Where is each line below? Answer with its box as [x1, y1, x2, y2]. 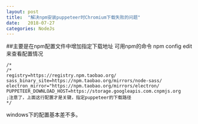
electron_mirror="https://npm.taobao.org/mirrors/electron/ [6, 83, 160, 89]
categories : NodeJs [6, 25, 55, 32]
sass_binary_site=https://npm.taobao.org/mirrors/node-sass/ [6, 78, 163, 84]
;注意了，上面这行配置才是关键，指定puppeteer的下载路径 [6, 95, 132, 101]
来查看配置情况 [6, 50, 43, 58]
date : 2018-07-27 [6, 20, 55, 26]
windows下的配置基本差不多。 [6, 111, 81, 119]
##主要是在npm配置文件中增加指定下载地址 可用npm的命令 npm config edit [6, 43, 193, 50]
